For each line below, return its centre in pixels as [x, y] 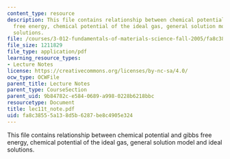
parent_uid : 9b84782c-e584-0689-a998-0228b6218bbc [81, 97]
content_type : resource [41, 13]
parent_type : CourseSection [47, 90]
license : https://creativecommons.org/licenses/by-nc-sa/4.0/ [98, 71]
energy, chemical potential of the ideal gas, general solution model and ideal [115, 142]
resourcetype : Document [41, 103]
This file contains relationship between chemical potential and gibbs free [110, 135]
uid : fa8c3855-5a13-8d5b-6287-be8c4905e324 [70, 115]
